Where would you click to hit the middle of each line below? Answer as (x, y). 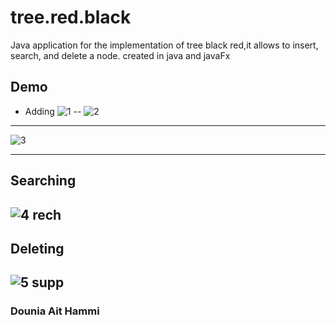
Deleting (37, 248)
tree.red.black (71, 17)
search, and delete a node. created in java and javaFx (120, 55)
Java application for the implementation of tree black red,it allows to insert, (164, 45)
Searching (43, 181)
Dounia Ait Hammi (55, 311)
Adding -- (53, 111)
